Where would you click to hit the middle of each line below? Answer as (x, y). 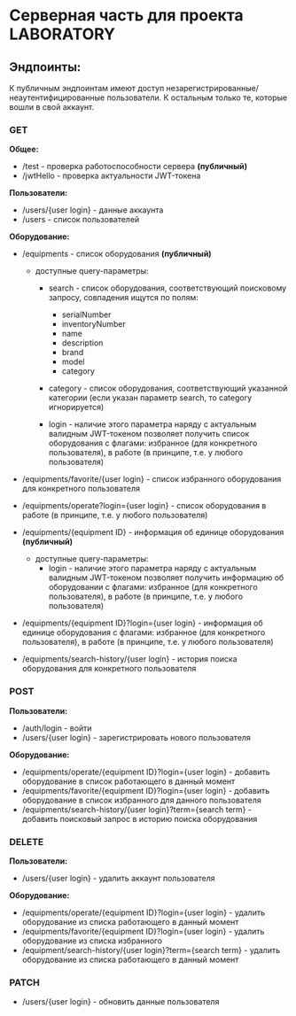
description (82, 343)
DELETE (27, 841)
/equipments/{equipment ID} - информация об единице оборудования (153, 532)
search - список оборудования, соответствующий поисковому (167, 288)
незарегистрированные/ (213, 88)
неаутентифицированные (57, 97)
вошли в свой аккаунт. (52, 107)
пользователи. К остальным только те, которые (197, 97)
